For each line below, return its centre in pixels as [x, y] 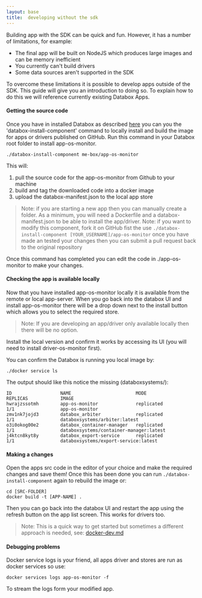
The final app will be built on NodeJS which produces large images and [103, 53]
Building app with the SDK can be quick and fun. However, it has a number [99, 34]
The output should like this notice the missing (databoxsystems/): [87, 382]
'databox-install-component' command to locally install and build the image [100, 130]
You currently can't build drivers [55, 66]
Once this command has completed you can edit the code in [81, 258]
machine [26, 184]
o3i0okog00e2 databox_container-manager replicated [85, 425]
